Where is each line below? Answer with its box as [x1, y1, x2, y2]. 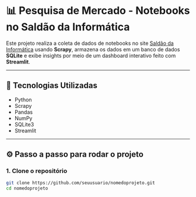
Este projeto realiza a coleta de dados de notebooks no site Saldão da [6, 40, 174, 47]
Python [14, 96, 32, 103]
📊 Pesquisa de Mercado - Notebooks [6, 4, 190, 17]
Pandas [14, 108, 33, 115]
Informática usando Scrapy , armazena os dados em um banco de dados [6, 45, 180, 52]
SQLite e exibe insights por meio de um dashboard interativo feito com [6, 52, 176, 59]
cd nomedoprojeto [6, 185, 48, 192]
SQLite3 [14, 121, 34, 128]
